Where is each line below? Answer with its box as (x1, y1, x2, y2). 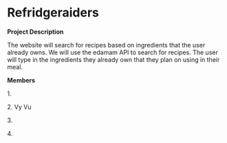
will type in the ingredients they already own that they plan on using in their (7, 55, 220, 63)
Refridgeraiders (7, 5, 100, 21)
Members (7, 76, 36, 84)
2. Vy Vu (7, 102, 32, 111)
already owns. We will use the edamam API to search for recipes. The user (7, 48, 218, 56)
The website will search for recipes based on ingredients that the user (7, 41, 206, 49)
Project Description (7, 27, 64, 36)
